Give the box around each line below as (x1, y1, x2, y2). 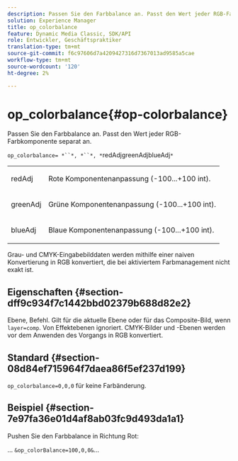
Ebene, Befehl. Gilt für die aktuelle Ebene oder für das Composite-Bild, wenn (7, 316, 231, 324)
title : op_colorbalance (7, 23, 78, 30)
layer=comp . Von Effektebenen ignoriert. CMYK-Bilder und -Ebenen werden (7, 324, 225, 332)
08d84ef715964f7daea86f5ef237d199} (7, 363, 186, 375)
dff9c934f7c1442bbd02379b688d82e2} (7, 297, 191, 309)
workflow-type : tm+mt (7, 57, 72, 64)
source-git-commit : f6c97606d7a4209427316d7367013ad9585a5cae (7, 50, 195, 57)
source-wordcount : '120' (7, 63, 81, 70)
